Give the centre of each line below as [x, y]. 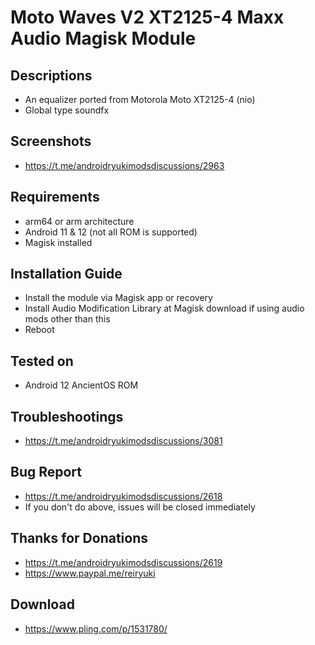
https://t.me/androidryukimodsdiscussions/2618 [123, 496]
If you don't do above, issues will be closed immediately [140, 507]
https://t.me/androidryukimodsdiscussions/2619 [123, 562]
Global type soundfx [67, 110]
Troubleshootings [67, 416]
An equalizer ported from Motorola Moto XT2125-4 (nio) [140, 99]
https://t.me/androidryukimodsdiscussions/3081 [123, 441]
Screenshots [51, 141]
